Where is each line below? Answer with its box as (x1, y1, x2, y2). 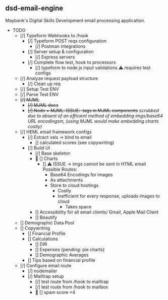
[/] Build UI (27, 144, 50, 151)
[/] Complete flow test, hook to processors (27, 59, 116, 65)
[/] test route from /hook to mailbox (35, 284, 108, 290)
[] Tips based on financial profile (27, 257, 95, 263)
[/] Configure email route (20, 262, 72, 268)
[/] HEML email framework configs (20, 128, 92, 135)
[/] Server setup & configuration (27, 48, 94, 54)
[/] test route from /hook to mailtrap (35, 278, 109, 284)
